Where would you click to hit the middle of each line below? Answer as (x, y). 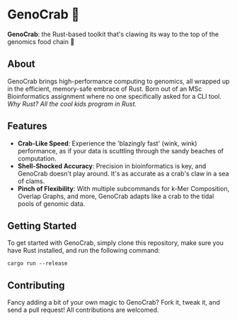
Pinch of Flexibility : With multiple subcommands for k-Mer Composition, (123, 188)
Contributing (36, 285)
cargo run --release (38, 263)
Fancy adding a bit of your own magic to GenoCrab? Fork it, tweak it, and (114, 303)
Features (27, 126)
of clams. (31, 181)
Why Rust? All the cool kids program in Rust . (72, 104)
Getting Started (42, 225)
